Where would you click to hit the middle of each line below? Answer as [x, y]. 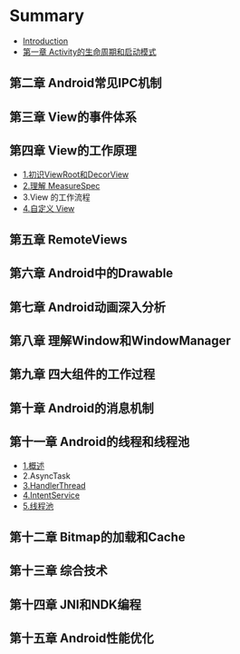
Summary [47, 16]
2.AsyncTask [46, 476]
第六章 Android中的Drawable [91, 273]
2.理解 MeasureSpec [61, 185]
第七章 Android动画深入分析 [87, 307]
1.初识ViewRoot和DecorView [76, 174]
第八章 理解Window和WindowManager [120, 341]
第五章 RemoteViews [68, 239]
